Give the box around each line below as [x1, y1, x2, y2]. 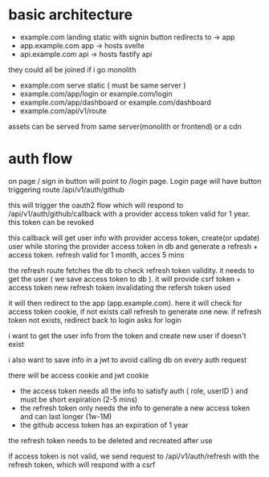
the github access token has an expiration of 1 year [19, 420, 189, 430]
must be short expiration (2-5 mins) [19, 394, 138, 404]
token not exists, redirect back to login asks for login [8, 315, 182, 324]
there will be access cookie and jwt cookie [8, 370, 149, 380]
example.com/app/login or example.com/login [19, 88, 173, 98]
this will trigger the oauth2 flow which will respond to [8, 200, 184, 210]
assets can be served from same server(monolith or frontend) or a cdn [8, 121, 243, 131]
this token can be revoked [8, 217, 95, 226]
